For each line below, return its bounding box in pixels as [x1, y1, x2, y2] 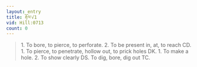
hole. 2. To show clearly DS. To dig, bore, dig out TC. [20, 54, 151, 61]
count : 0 [6, 25, 28, 31]
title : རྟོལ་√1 [6, 14, 37, 20]
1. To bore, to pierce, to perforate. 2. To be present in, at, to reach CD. [20, 42, 192, 49]
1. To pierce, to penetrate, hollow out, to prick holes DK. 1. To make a [20, 48, 189, 55]
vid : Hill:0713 [6, 20, 44, 25]
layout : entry [6, 8, 42, 15]
